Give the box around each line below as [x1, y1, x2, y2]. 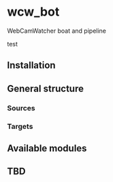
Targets [7, 121, 33, 131]
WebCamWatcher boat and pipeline [7, 27, 107, 35]
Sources [7, 103, 35, 112]
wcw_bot [7, 4, 60, 20]
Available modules [7, 142, 87, 154]
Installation [7, 59, 56, 72]
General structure [7, 82, 84, 94]
